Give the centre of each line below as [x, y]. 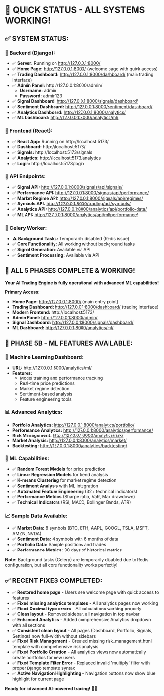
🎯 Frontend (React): [29, 131]
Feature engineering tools [46, 399]
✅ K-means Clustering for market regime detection [64, 480]
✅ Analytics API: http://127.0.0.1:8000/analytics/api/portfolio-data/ [80, 209]
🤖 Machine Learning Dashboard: [44, 357]
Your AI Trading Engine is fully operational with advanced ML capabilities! [82, 283]
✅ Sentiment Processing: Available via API [56, 255]
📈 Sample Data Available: [36, 516]
